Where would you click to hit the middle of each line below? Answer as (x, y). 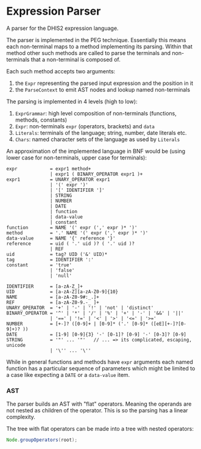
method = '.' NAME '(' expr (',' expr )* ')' (77, 233)
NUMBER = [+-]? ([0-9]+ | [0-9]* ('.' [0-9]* (77, 324)
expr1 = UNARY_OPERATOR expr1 (58, 179)
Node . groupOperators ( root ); (42, 440)
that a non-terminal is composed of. (76, 59)
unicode (16, 345)
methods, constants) (41, 120)
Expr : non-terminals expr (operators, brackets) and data (85, 126)
